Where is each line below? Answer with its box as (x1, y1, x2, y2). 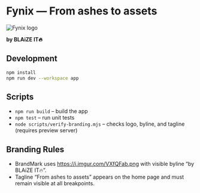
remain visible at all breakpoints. (14, 180, 95, 187)
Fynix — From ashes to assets (6, 4, 157, 18)
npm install (6, 69, 36, 76)
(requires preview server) (14, 127, 78, 134)
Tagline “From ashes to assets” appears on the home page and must (14, 173, 184, 181)
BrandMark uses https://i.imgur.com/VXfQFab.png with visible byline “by (14, 161, 195, 168)
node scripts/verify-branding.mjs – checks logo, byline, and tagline (14, 120, 185, 127)
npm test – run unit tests (14, 114, 75, 121)
